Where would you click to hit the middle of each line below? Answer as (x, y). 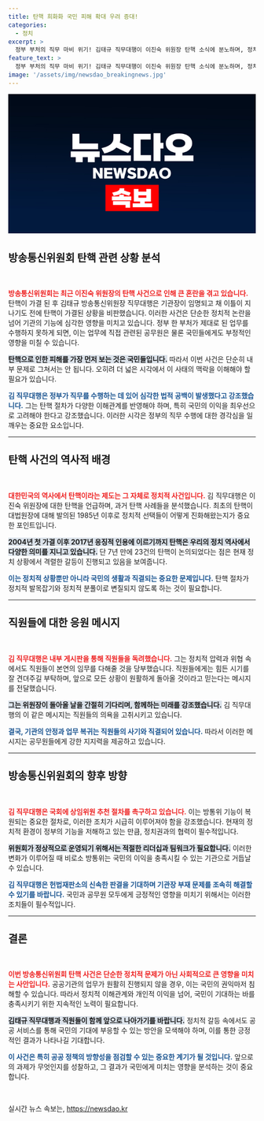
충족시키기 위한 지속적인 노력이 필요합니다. (73, 1004)
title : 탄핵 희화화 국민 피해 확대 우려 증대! (73, 17)
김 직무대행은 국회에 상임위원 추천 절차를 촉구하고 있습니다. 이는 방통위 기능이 (126, 811)
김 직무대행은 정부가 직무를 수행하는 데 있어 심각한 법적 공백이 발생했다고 (118, 396)
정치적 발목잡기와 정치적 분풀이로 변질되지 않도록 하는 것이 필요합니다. (115, 588)
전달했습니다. (37, 688)
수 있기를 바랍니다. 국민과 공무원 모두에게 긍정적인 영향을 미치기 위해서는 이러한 (130, 894)
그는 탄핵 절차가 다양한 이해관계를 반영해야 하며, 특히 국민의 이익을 (126, 406)
